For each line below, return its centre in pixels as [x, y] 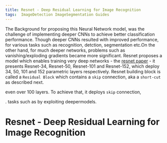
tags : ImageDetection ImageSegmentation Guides [57, 15]
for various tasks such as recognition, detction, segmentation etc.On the [80, 45]
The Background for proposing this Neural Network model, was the [75, 29]
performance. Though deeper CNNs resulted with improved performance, [82, 39]
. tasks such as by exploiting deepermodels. [51, 101]
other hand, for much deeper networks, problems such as [65, 50]
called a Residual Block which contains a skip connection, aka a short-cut [83, 77]
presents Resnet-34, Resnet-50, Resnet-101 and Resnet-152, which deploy [82, 66]
